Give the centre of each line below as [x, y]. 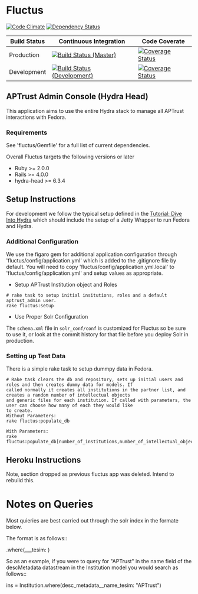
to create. [19, 411]
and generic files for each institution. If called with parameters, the [99, 400]
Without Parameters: [32, 416]
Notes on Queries [50, 504]
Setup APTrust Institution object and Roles [66, 285]
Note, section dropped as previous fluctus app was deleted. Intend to [90, 474]
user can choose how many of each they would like [70, 405]
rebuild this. [21, 481]
